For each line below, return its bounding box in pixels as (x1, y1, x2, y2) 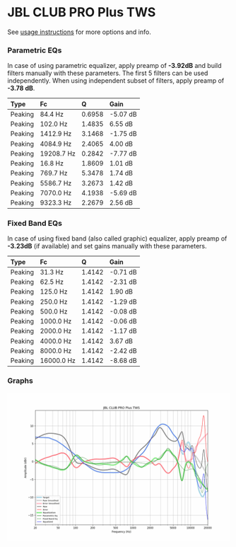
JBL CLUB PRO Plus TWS (7, 4, 156, 21)
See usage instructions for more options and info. (7, 28, 152, 36)
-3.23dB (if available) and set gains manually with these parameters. (7, 242, 207, 251)
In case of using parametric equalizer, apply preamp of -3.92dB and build (7, 62, 222, 70)
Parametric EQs (7, 45, 62, 55)
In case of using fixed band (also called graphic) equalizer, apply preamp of (7, 234, 228, 243)
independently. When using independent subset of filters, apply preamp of (7, 76, 225, 85)
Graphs (7, 376, 33, 386)
